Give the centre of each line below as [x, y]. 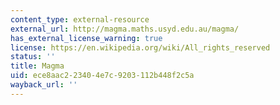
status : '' [33, 57]
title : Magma [37, 66]
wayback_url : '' [44, 85]
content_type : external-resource [80, 19]
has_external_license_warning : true [86, 38]
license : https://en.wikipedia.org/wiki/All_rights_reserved [140, 47]
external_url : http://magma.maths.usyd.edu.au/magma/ [125, 29]
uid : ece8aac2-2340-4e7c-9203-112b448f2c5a [102, 76]
